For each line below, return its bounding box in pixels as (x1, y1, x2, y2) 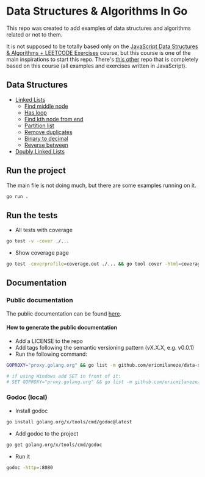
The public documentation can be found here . (6, 309, 122, 317)
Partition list (24, 122, 55, 129)
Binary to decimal (24, 135, 68, 142)
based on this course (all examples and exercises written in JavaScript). (6, 62, 187, 69)
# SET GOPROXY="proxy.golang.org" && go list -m (6, 379, 132, 385)
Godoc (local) (6, 393, 48, 401)
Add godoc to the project (15, 429, 79, 437)
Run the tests (6, 210, 58, 221)
